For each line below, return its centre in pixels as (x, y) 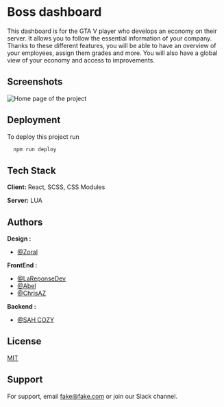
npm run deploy (35, 149)
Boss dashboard (54, 12)
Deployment (34, 120)
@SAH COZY (36, 320)
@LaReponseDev (41, 278)
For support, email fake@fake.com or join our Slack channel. (92, 396)
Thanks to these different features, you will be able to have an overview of (112, 45)
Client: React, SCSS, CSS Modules (56, 187)
